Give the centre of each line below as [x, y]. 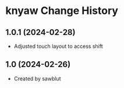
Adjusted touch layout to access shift [58, 46]
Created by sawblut [37, 78]
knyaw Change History [62, 11]
